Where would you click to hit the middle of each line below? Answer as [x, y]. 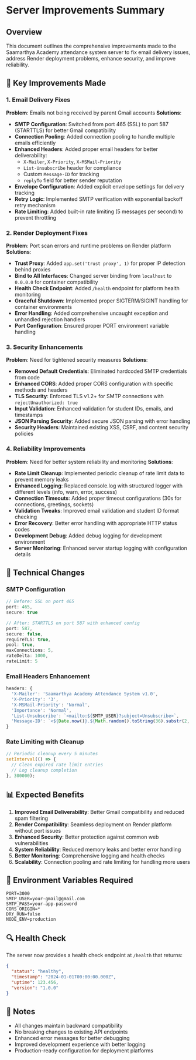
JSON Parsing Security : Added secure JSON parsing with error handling [102, 421]
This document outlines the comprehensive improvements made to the [91, 46]
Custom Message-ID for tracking [61, 174]
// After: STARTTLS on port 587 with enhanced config [73, 623]
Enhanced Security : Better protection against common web [87, 837]
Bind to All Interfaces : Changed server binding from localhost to [93, 275]
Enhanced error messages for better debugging [72, 1038]
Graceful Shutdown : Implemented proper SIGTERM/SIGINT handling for [101, 301]
